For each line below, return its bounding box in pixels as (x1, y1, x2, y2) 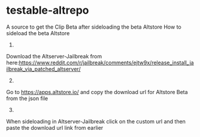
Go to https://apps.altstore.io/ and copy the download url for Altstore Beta (6, 88, 188, 95)
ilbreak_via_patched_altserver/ (6, 65, 81, 72)
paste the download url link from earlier (6, 124, 104, 131)
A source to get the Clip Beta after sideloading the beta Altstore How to (6, 23, 181, 30)
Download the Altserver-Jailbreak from (6, 52, 102, 60)
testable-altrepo (6, 4, 89, 17)
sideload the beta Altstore (6, 29, 70, 36)
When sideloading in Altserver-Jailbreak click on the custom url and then (6, 117, 186, 125)
